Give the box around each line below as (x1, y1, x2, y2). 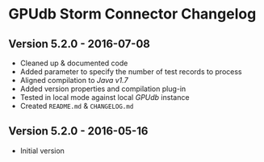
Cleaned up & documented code (19, 58, 128, 68)
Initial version (19, 146, 65, 156)
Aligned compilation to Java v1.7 (19, 76, 128, 85)
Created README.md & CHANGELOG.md (19, 102, 134, 110)
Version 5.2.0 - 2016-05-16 (8, 124, 149, 138)
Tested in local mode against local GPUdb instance (19, 93, 190, 102)
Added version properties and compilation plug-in (19, 84, 186, 93)
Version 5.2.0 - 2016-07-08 (8, 37, 151, 51)
